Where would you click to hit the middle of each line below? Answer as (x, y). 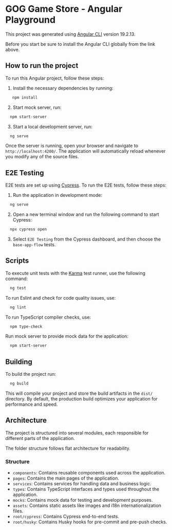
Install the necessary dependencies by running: (63, 88)
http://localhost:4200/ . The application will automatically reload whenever (85, 151)
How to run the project (42, 66)
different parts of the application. (40, 438)
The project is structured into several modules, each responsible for (77, 433)
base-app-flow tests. (34, 244)
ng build (19, 383)
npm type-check (26, 326)
